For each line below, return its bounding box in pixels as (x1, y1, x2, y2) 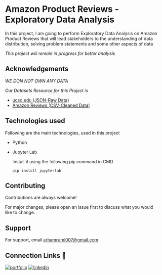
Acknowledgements (5, 65, 69, 73)
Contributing (5, 182, 45, 190)
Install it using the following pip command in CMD (12, 158, 114, 164)
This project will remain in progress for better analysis (5, 50, 115, 56)
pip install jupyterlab (12, 168, 62, 173)
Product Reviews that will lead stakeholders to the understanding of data (5, 36, 153, 42)
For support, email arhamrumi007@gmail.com (5, 237, 99, 243)
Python (12, 139, 27, 145)
